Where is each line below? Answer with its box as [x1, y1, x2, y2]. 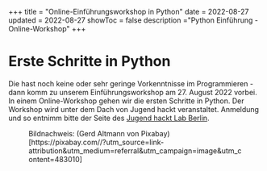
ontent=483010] [28, 154, 83, 164]
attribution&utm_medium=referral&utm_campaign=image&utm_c [28, 145, 242, 156]
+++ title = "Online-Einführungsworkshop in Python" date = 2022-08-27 [8, 7, 249, 16]
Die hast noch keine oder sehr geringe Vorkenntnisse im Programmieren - [8, 78, 254, 88]
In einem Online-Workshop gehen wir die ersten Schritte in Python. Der [8, 96, 244, 106]
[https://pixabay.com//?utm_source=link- [28, 137, 165, 147]
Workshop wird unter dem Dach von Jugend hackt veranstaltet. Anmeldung [8, 104, 260, 114]
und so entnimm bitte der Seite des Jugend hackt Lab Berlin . [8, 113, 210, 123]
